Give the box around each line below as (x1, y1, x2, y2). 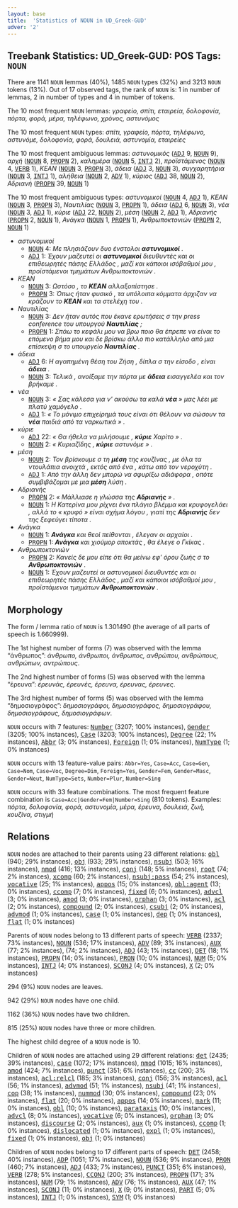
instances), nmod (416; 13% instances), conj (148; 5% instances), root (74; (7, 864, 229, 873)
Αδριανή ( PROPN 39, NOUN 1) (7, 179, 90, 188)
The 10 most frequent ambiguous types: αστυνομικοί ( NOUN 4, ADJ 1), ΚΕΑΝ (7, 193, 228, 202)
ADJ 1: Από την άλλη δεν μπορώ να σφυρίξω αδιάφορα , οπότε (28, 470, 214, 479)
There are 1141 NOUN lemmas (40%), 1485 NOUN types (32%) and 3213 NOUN (7, 78, 221, 86)
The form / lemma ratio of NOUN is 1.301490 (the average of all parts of (7, 623, 210, 631)
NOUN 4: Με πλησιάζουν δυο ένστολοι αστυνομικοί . (28, 244, 184, 253)
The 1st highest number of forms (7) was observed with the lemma (7, 644, 202, 652)
